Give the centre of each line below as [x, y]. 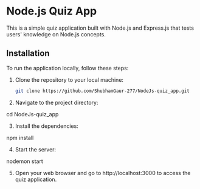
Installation [28, 54]
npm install [20, 138]
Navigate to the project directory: [57, 102]
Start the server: [36, 149]
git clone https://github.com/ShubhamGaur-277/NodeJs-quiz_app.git [102, 91]
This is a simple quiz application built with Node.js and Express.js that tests [100, 28]
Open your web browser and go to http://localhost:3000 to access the [103, 173]
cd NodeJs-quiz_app [33, 114]
